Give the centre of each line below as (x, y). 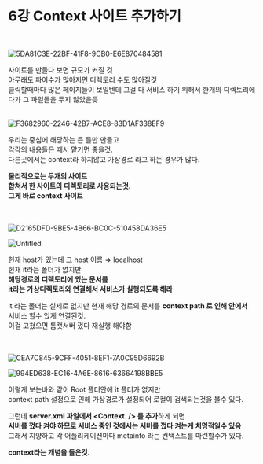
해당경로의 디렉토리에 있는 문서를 (58, 279)
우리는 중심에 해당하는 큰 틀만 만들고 (64, 139)
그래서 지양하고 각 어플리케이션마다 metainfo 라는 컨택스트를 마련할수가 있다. (126, 435)
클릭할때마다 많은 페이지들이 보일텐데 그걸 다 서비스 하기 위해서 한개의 (115, 89)
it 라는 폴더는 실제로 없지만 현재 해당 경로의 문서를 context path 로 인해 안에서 (128, 306)
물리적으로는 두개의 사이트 (48, 176)
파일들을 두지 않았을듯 (65, 99)
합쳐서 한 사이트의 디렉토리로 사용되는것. (69, 186)
